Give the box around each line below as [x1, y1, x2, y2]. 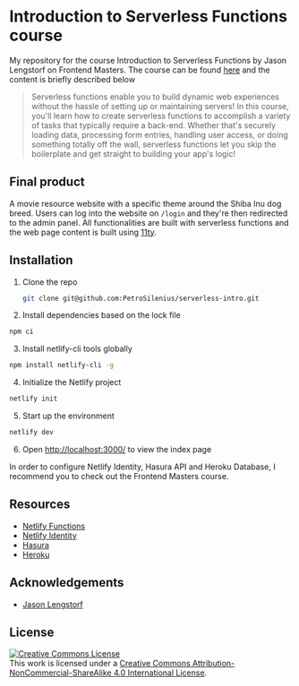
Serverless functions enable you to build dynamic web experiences [30, 91, 280, 102]
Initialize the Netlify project [21, 377, 122, 388]
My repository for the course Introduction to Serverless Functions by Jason [9, 55, 287, 65]
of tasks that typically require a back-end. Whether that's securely [30, 119, 276, 131]
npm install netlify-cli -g [9, 361, 115, 370]
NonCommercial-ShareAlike [9, 667, 112, 678]
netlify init [9, 394, 58, 404]
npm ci [9, 327, 34, 337]
